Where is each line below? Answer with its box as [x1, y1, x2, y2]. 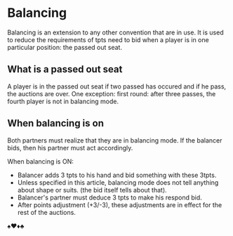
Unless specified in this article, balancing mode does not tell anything [17, 178, 219, 187]
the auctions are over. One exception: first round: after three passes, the [7, 89, 216, 98]
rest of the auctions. [17, 208, 76, 216]
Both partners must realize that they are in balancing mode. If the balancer [7, 136, 222, 145]
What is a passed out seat [7, 63, 123, 75]
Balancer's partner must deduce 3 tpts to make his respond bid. [17, 193, 202, 202]
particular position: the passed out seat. [7, 43, 123, 51]
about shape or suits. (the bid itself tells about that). [17, 185, 167, 194]
